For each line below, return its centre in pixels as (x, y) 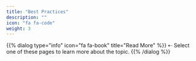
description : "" (27, 17)
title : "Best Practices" (37, 12)
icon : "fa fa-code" (31, 23)
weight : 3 (19, 28)
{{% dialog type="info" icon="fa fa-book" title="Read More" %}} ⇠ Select (98, 45)
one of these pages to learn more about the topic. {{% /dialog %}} (88, 52)
